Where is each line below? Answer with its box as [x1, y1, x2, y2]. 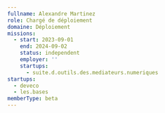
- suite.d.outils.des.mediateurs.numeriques [25, 69, 159, 76]
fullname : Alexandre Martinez [7, 10, 96, 18]
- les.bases [13, 88, 49, 95]
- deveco [13, 82, 39, 89]
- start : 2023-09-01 [13, 36, 74, 44]
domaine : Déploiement [7, 23, 71, 30]
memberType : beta [7, 95, 58, 102]
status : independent [20, 50, 80, 57]
